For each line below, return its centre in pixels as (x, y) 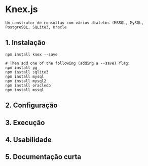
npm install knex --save (31, 54)
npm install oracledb (28, 85)
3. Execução (25, 122)
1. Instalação (25, 43)
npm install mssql (25, 90)
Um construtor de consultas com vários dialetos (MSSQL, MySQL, (75, 23)
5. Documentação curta (43, 157)
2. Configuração (31, 106)
